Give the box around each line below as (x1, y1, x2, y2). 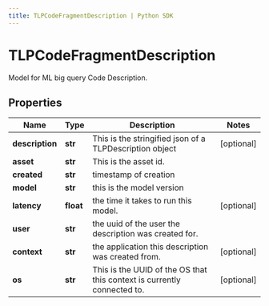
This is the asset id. (91, 156, 165, 167)
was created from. (91, 252, 162, 263)
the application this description (91, 241, 209, 252)
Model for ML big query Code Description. (8, 73, 148, 83)
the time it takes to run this (91, 195, 192, 207)
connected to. (91, 284, 145, 296)
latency (12, 200, 42, 211)
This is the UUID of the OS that (91, 264, 208, 276)
